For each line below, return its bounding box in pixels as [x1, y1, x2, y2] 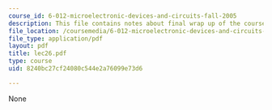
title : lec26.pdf [8, 49, 67, 57]
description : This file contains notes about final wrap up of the [8, 19, 241, 27]
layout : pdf [8, 42, 49, 50]
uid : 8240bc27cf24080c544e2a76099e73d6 [8, 65, 143, 73]
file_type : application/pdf [8, 34, 104, 43]
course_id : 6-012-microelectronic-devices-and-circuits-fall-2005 [8, 11, 237, 20]
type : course [8, 57, 53, 66]
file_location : [8, 27, 60, 35]
